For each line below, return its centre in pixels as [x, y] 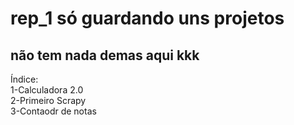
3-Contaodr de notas [53, 111]
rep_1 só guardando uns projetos [147, 18]
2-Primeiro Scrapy [48, 100]
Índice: [24, 79]
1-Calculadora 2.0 [47, 90]
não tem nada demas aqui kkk [105, 55]
